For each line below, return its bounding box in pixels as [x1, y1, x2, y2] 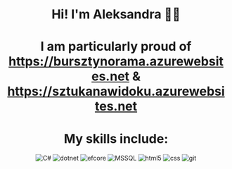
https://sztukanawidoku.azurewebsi [7, 84, 225, 99]
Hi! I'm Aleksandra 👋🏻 [51, 6, 181, 23]
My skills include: [63, 130, 169, 146]
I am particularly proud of [40, 39, 192, 55]
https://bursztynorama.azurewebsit [8, 54, 224, 70]
